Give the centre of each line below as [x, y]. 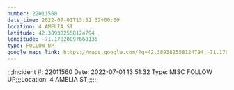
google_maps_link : [34, 53]
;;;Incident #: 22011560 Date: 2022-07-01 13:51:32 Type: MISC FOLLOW [110, 72]
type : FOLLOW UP [31, 46]
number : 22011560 [32, 13]
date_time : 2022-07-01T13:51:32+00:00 [63, 20]
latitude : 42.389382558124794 [51, 33]
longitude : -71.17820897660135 [53, 39]
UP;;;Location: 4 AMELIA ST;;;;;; [53, 79]
